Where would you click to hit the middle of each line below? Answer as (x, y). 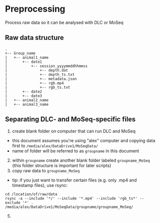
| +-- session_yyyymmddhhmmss (47, 66)
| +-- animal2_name (27, 100)
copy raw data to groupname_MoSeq (46, 170)
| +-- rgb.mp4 (34, 83)
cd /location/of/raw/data (31, 194)
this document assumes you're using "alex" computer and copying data (84, 140)
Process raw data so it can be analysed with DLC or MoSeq (64, 22)
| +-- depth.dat (37, 70)
